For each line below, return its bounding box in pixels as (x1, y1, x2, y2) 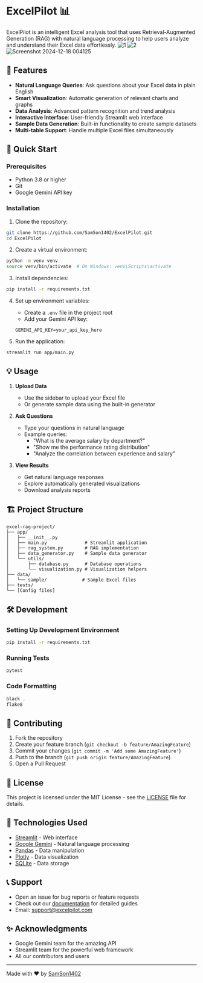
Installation (6, 204, 40, 212)
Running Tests (6, 654, 50, 662)
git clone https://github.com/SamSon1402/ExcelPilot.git (6, 229, 153, 236)
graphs (14, 101, 33, 108)
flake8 (6, 701, 23, 708)
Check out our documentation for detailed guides (14, 899, 138, 907)
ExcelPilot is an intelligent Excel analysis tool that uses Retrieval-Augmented (6, 28, 195, 36)
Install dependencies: (14, 275, 69, 282)
